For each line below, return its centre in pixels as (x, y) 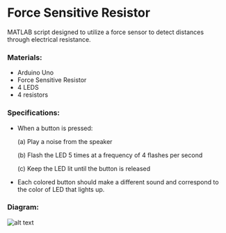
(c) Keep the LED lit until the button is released (84, 168)
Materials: (25, 57)
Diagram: (23, 207)
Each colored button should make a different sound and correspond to (118, 182)
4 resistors (33, 95)
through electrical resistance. (49, 39)
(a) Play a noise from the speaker (65, 141)
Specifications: (34, 113)
